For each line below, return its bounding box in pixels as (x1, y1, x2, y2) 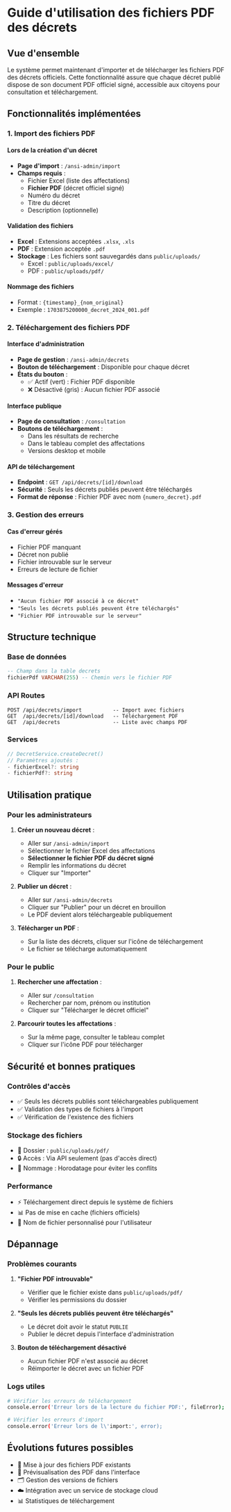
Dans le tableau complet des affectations (27, 439, 145, 447)
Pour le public (7, 962, 55, 971)
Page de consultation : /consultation (17, 417, 126, 425)
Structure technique (7, 631, 96, 643)
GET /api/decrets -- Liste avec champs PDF (7, 718, 188, 725)
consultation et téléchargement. (7, 88, 99, 96)
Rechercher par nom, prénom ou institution (27, 999, 151, 1007)
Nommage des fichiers (7, 283, 74, 291)
